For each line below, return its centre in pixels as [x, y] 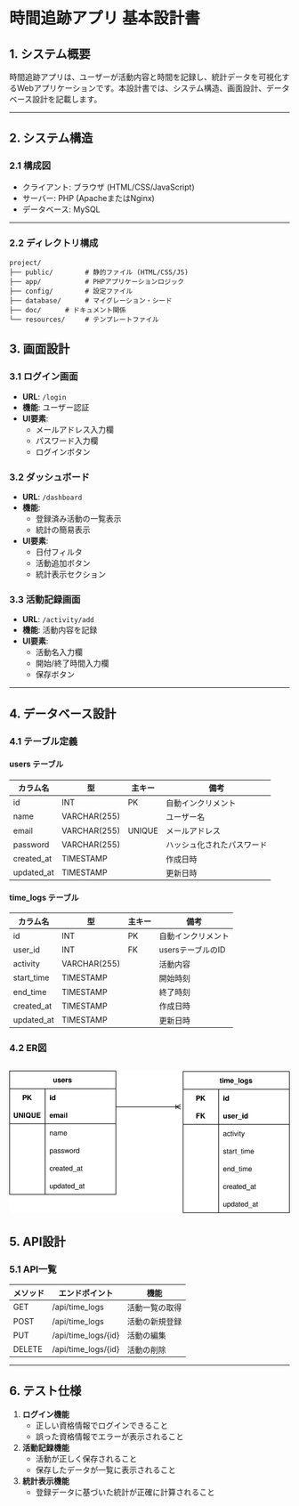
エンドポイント [86, 1292]
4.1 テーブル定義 [44, 741]
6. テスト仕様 [45, 1391]
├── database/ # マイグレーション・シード [91, 300]
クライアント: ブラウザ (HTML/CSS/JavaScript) [109, 187]
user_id [26, 950]
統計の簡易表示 [63, 530]
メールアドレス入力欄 [74, 429]
